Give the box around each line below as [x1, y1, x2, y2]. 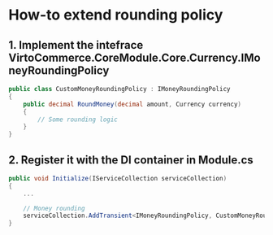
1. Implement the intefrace [8, 38, 144, 52]
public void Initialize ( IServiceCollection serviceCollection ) [8, 174, 227, 182]
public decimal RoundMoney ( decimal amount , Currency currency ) [23, 100, 242, 108]
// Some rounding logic [37, 115, 118, 124]
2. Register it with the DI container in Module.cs [8, 153, 253, 167]
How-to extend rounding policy [8, 6, 223, 24]
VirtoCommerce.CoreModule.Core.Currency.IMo [8, 50, 262, 64]
